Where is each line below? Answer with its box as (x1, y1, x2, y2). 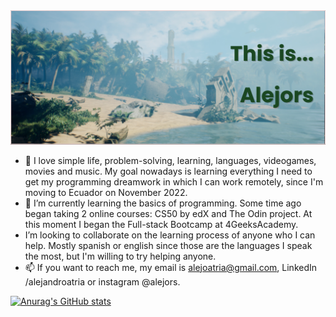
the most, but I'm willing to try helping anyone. (24, 250, 217, 262)
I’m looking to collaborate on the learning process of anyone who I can (24, 229, 316, 241)
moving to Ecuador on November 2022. (24, 186, 188, 198)
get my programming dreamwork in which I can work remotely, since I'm (24, 175, 324, 188)
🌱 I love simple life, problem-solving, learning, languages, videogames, (24, 154, 317, 166)
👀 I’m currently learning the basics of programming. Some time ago (24, 197, 302, 209)
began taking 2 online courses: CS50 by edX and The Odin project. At (24, 207, 313, 219)
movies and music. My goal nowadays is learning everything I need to (24, 165, 313, 177)
